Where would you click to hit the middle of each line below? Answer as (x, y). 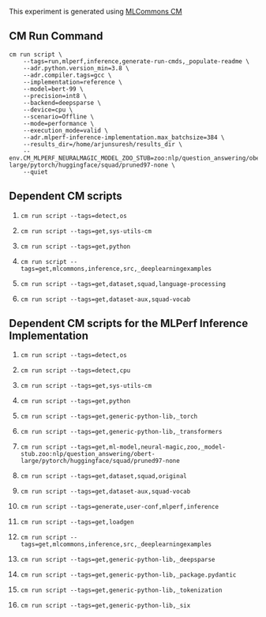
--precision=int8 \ (55, 96)
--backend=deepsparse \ (62, 103)
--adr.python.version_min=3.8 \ (76, 68)
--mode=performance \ (58, 123)
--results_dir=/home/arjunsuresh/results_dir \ (103, 144)
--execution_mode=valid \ (66, 130)
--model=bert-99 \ (53, 89)
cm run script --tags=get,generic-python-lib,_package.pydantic (128, 575)
